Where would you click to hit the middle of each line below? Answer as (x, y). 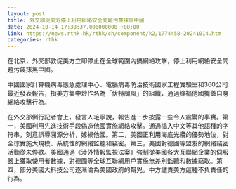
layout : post (26, 14)
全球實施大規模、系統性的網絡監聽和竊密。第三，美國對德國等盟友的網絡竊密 (118, 143)
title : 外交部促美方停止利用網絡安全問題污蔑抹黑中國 (76, 20)
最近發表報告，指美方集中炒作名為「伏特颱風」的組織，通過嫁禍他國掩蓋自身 (118, 93)
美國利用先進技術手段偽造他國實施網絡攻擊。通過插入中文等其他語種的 (121, 126)
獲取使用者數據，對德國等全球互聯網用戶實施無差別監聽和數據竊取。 (118, 161)
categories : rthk (33, 40)
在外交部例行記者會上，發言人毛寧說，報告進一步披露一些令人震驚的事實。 (115, 117)
